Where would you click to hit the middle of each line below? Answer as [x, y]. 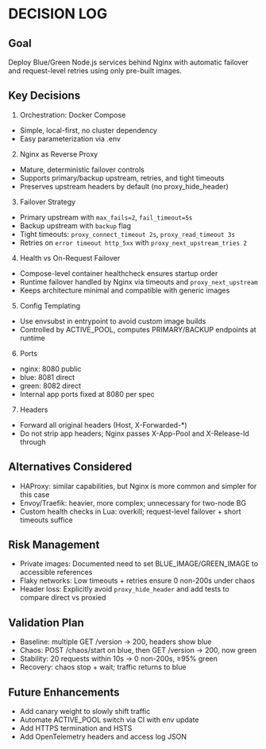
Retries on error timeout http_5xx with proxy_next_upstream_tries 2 [133, 243]
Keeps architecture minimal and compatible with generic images [125, 290]
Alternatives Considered [70, 467]
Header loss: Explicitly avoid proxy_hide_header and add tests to [124, 589]
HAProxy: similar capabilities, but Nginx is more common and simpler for [138, 486]
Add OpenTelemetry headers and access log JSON [103, 737]
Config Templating [50, 305]
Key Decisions [44, 96]
